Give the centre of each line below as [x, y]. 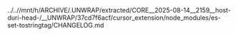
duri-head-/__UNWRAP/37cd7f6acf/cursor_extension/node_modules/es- [114, 18]
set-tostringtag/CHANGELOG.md [56, 25]
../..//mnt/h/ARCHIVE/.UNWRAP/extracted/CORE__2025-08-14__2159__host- [119, 10]
